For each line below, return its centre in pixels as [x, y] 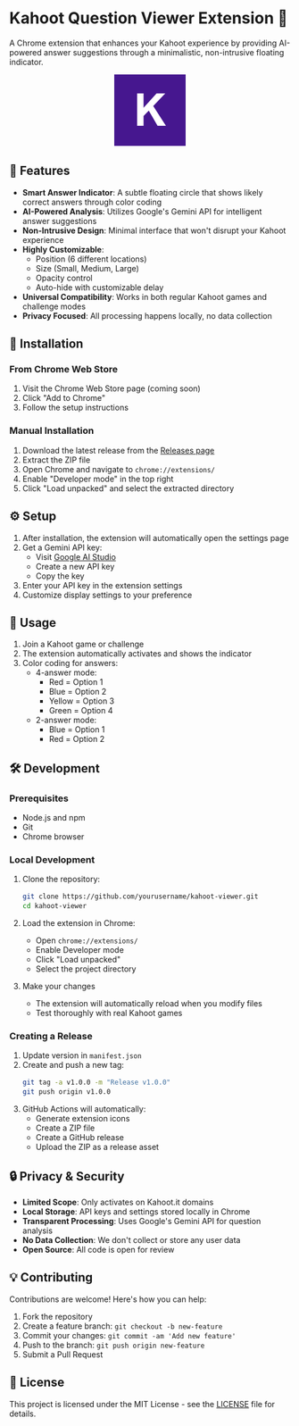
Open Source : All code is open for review [98, 1249]
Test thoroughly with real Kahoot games [109, 1013]
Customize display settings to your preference [107, 595]
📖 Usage [33, 623]
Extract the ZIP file [56, 460]
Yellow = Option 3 [81, 701]
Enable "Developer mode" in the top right [98, 479]
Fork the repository [58, 1316]
